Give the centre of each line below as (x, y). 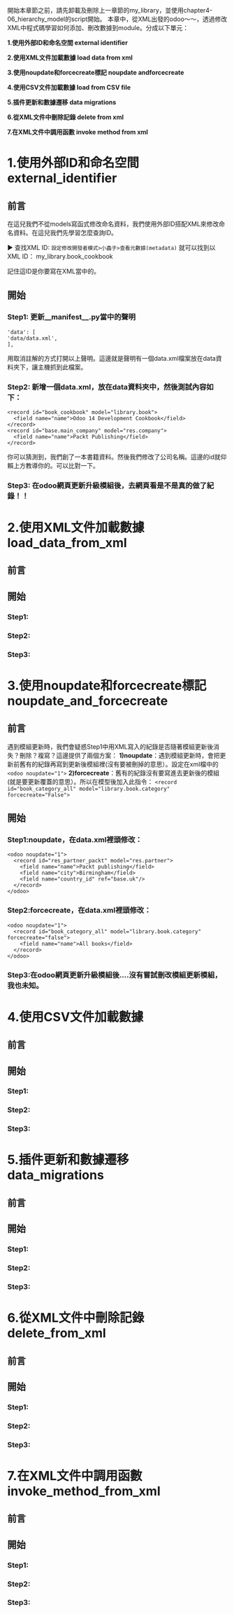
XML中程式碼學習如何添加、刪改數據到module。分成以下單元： (98, 28)
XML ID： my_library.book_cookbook (60, 256)
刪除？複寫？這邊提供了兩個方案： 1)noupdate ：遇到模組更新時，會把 (119, 755)
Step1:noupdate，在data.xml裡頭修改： (75, 839)
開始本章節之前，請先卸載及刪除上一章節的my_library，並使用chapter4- (110, 10)
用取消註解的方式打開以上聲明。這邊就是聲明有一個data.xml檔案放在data (112, 358)
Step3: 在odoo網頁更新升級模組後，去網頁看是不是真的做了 (107, 485)
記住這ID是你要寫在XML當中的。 (53, 271)
